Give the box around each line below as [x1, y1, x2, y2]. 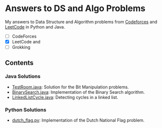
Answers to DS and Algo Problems [5, 3, 146, 14]
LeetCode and [12, 39, 41, 44]
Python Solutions [5, 106, 47, 113]
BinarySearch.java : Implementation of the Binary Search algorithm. [12, 89, 145, 95]
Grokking [12, 44, 30, 50]
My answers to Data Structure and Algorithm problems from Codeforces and [5, 19, 158, 25]
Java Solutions [5, 73, 41, 80]
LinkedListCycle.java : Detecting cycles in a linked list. [12, 94, 118, 100]
